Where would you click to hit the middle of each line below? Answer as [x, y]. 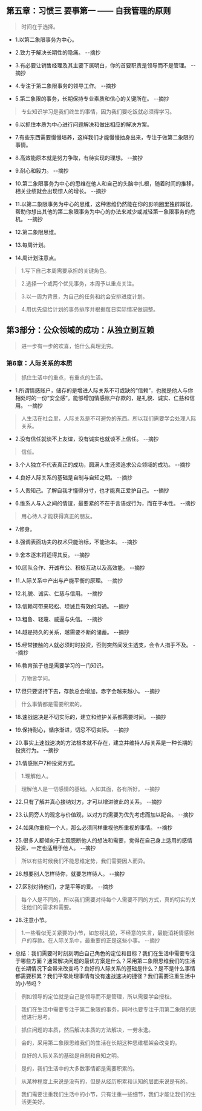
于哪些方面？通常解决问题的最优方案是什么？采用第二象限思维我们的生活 [105, 961]
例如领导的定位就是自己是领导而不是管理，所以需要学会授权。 [98, 996]
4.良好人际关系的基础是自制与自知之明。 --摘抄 [74, 477]
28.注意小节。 [32, 919]
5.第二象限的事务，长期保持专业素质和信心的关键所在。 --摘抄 [92, 98]
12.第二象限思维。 [37, 232]
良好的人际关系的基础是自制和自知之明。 [71, 1055]
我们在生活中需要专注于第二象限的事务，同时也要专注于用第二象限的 [106, 1009]
